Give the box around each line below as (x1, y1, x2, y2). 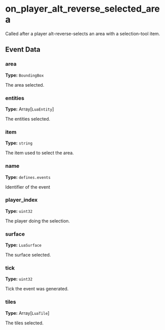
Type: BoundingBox (5, 72, 44, 78)
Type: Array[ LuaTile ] (5, 310, 50, 316)
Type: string (5, 140, 33, 146)
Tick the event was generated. (5, 286, 69, 292)
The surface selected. (5, 252, 51, 258)
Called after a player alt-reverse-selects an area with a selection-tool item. (5, 30, 160, 36)
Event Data (5, 45, 40, 54)
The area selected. (5, 82, 45, 88)
